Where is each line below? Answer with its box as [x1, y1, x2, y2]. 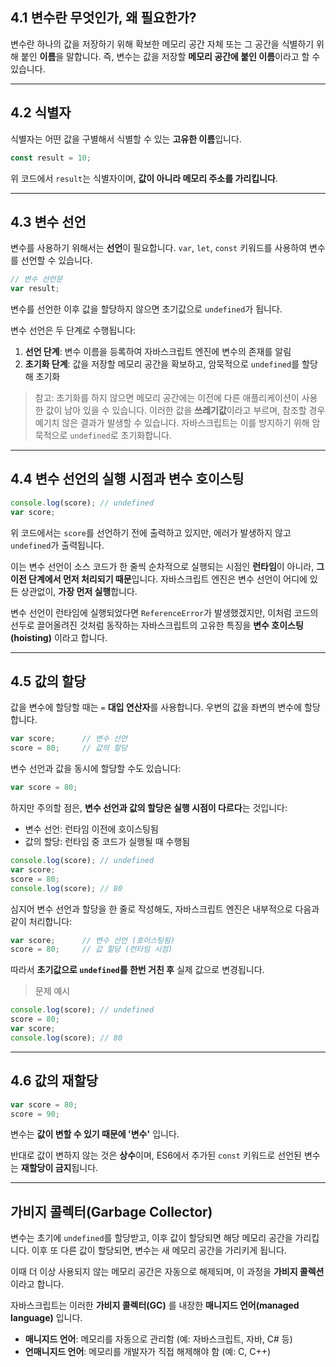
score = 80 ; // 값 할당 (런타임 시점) [10, 944, 173, 955]
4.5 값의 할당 [10, 673, 87, 690]
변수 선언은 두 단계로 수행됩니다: [10, 324, 137, 337]
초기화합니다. [120, 429, 172, 442]
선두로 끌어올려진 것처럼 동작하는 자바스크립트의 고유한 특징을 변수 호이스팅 [10, 619, 304, 631]
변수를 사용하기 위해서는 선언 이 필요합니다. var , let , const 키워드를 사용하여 [10, 242, 308, 254]
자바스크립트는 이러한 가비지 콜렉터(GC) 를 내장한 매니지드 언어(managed [10, 1299, 300, 1312]
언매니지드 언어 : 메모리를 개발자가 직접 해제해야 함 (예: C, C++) [24, 1346, 272, 1358]
